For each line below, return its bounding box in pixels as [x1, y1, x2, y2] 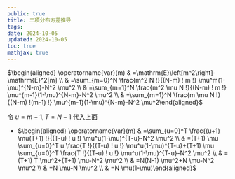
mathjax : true [7, 50, 49, 57]
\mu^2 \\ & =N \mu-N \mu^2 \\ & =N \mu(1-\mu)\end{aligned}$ [17, 164, 197, 172]
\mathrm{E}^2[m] [7, 76, 58, 84]
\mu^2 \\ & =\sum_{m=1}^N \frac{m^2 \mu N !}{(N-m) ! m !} [57, 83, 227, 92]
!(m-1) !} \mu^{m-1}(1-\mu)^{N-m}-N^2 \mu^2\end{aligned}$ [29, 98, 203, 106]
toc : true [7, 43, 36, 50]
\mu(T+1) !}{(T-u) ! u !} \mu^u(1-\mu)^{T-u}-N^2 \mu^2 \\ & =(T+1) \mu [17, 134, 219, 142]
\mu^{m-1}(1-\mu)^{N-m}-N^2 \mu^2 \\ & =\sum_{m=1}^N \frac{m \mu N [7, 90, 215, 99]
